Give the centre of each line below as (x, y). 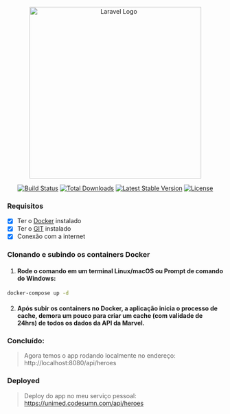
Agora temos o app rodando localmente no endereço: (100, 356)
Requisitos (25, 206)
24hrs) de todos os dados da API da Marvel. (81, 323)
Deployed (23, 381)
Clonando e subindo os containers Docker (79, 255)
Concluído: (26, 341)
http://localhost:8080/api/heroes (70, 363)
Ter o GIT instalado (44, 229)
